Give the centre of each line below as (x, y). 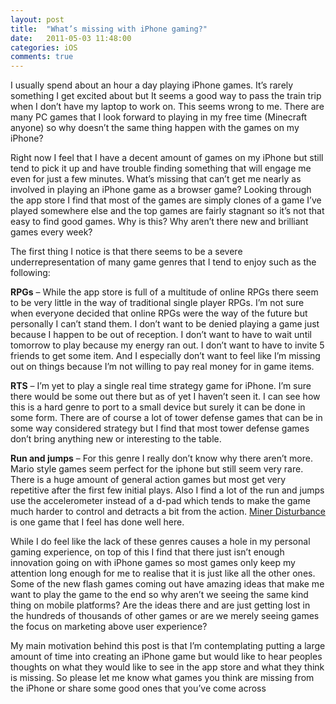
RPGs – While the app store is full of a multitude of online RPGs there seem (164, 292)
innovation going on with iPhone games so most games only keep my (153, 563)
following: (30, 273)
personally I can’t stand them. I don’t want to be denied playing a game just (165, 324)
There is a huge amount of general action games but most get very (148, 480)
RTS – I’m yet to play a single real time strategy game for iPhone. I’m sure (161, 386)
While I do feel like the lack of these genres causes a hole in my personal (160, 542)
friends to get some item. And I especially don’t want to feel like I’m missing (165, 356)
